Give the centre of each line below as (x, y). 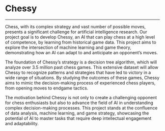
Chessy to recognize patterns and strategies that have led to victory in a (78, 72)
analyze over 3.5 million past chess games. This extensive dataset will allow (82, 67)
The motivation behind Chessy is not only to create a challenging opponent (81, 97)
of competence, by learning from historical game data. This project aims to (81, 42)
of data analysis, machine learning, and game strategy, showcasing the (77, 113)
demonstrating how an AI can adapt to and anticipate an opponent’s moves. (82, 52)
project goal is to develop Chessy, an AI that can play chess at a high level (80, 37)
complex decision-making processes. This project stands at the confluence (82, 108)
